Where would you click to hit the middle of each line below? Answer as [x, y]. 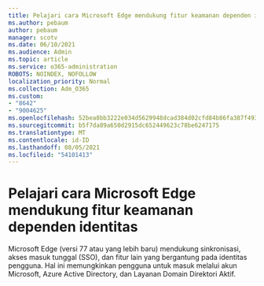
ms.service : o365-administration [63, 67]
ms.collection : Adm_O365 [49, 89]
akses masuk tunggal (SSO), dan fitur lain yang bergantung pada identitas [128, 258]
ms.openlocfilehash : [42, 118]
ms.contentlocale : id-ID [49, 140]
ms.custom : [26, 96]
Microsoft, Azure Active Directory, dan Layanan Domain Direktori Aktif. [122, 274]
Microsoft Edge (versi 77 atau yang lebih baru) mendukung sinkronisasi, [125, 249]
